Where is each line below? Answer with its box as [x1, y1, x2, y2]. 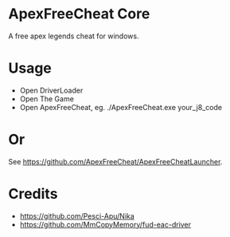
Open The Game [19, 93, 74, 104]
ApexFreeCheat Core [8, 5, 150, 23]
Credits [8, 185, 58, 203]
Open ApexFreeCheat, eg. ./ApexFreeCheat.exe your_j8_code [19, 102, 223, 112]
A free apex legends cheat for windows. [8, 31, 139, 41]
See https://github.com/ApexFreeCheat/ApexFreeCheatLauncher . [8, 156, 223, 166]
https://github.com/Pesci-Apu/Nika [19, 211, 135, 220]
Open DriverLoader [19, 85, 84, 95]
